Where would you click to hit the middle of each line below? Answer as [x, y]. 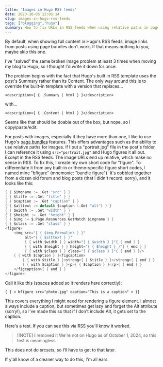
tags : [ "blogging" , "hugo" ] [32, 23]
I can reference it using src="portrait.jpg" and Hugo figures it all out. [75, 152]
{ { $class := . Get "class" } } [38, 224]
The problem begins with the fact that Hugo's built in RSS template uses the [81, 76]
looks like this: [19, 183]
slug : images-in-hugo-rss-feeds [38, 18]
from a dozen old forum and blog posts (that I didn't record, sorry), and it [78, 178]
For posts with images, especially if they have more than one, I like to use [78, 137]
